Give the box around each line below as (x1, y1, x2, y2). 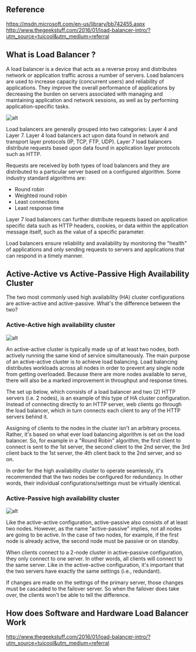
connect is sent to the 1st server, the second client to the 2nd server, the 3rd (6, 443, 190, 450)
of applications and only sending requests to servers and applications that (6, 246, 185, 253)
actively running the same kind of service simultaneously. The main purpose (6, 352, 190, 359)
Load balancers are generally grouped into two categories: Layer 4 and (6, 126, 178, 133)
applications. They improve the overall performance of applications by (6, 84, 176, 91)
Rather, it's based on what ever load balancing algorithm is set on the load (6, 431, 185, 438)
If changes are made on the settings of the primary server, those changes (6, 579, 184, 586)
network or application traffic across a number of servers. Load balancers (6, 72, 184, 79)
